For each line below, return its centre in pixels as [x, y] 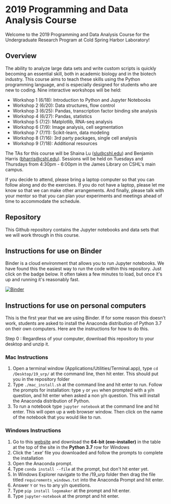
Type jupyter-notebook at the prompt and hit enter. [66, 496]
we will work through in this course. [42, 235]
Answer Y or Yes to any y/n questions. [52, 485]
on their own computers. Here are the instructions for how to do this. [77, 329]
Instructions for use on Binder [53, 251]
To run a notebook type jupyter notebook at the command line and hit [86, 406]
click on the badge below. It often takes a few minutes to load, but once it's [84, 274]
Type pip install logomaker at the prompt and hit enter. [72, 490]
